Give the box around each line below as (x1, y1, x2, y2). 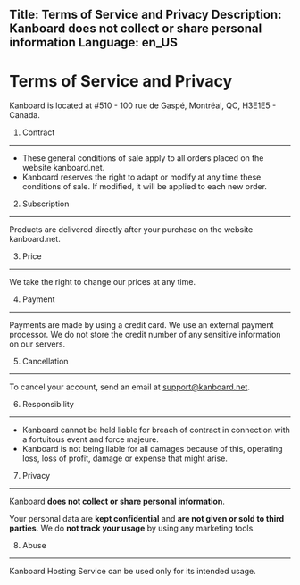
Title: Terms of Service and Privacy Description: (9, 7, 282, 22)
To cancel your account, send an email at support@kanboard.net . (9, 381, 250, 392)
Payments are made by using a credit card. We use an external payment (9, 320, 274, 330)
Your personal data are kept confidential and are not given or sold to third (9, 514, 284, 524)
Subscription (21, 198, 70, 209)
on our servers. (9, 338, 65, 349)
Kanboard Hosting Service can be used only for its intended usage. (9, 566, 256, 577)
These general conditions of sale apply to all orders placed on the (21, 153, 264, 163)
